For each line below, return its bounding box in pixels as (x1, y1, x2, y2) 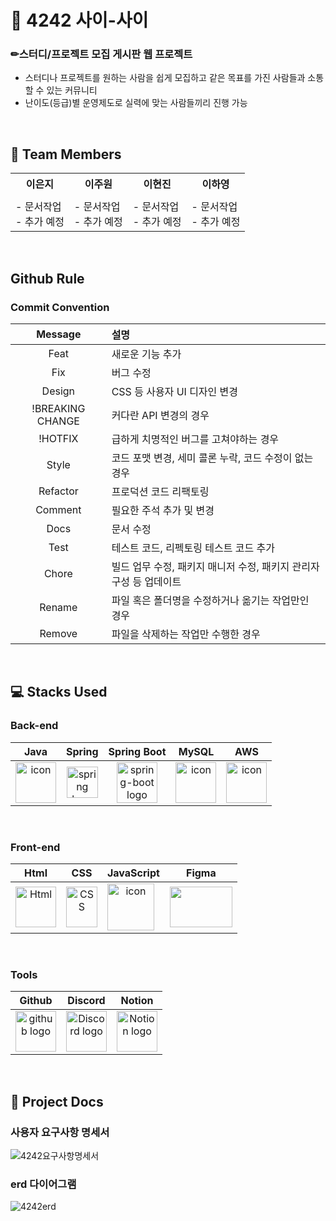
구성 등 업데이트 (111, 574, 182, 588)
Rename (39, 600, 78, 614)
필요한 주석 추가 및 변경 (111, 503, 215, 517)
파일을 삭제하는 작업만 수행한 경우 (111, 627, 261, 641)
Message (36, 327, 82, 341)
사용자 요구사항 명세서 (10, 1125, 110, 1139)
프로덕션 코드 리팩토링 (111, 484, 210, 498)
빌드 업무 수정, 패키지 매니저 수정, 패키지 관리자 (111, 559, 320, 573)
